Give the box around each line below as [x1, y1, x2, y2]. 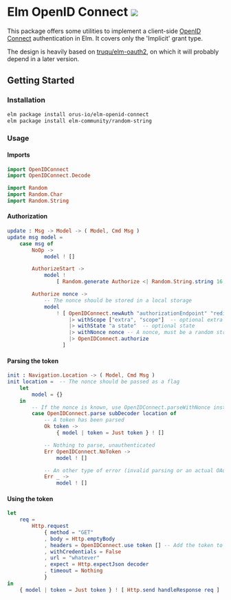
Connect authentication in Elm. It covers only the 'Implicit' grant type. [7, 34, 203, 42]
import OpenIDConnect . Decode [7, 173, 91, 179]
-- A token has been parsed [43, 416, 125, 423]
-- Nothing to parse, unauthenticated [43, 441, 155, 449]
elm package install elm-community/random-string [7, 118, 153, 124]
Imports [7, 151, 30, 159]
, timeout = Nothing [43, 568, 103, 575]
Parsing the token [7, 357, 59, 365]
